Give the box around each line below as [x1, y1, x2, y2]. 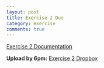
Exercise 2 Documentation [6, 43, 72, 50]
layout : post [6, 9, 40, 15]
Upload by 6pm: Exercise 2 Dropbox [6, 55, 99, 62]
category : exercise [6, 20, 56, 26]
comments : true [6, 26, 45, 32]
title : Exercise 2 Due [6, 15, 64, 21]
